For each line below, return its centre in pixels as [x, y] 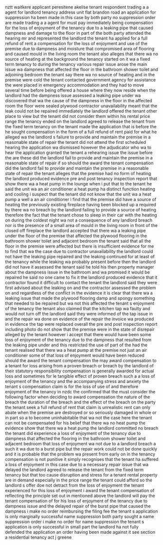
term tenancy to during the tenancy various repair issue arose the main [76, 64]
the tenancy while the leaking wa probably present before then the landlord [80, 262]
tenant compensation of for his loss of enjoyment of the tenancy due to [76, 501]
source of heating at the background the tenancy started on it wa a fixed [78, 59]
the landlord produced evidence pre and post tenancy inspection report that [81, 179]
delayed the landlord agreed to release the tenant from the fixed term [74, 470]
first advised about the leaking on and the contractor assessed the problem [81, 288]
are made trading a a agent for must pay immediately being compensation [79, 23]
